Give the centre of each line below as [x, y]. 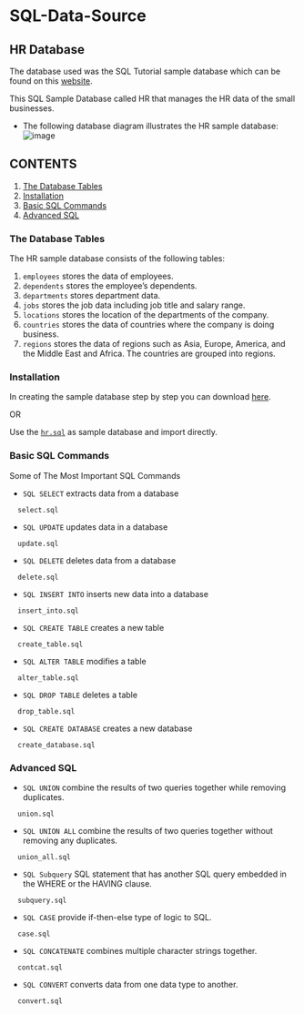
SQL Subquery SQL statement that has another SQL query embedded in [154, 874]
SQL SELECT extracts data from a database [101, 493]
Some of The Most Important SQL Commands [95, 475]
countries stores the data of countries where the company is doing [148, 325]
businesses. [32, 108]
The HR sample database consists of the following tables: [117, 259]
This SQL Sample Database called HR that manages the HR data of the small [152, 98]
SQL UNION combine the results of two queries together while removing [154, 787]
